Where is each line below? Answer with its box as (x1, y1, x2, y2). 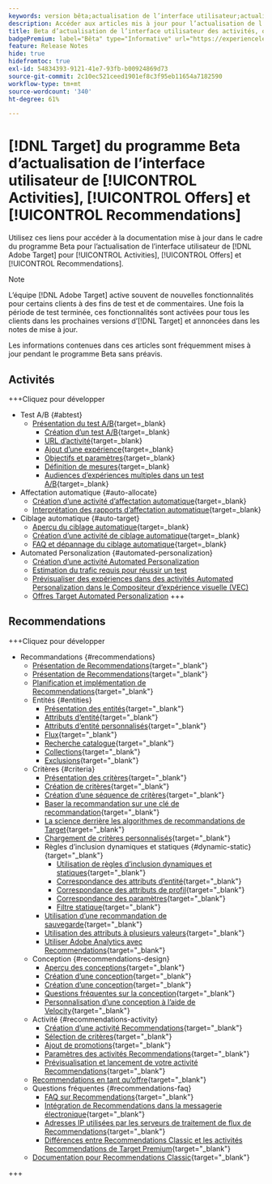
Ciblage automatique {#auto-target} (19, 513, 140, 523)
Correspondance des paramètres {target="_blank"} (56, 893, 227, 903)
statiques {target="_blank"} (56, 867, 147, 877)
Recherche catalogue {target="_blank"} (44, 738, 175, 748)
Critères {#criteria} (32, 764, 96, 774)
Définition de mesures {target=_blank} (44, 462, 170, 471)
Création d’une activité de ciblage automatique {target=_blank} (32, 531, 240, 540)
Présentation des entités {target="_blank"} (44, 703, 185, 713)
